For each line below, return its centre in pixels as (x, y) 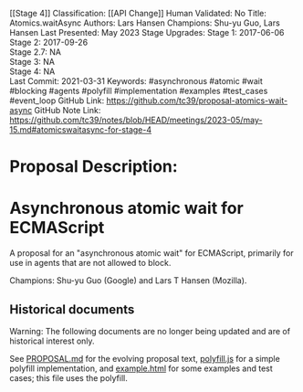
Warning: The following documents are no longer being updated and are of (150, 331)
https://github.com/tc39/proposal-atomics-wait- (197, 101)
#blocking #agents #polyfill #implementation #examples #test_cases (139, 91)
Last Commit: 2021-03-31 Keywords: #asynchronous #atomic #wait (136, 81)
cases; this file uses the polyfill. (68, 377)
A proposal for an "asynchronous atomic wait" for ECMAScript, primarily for (151, 253)
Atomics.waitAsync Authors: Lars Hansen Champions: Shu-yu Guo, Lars (145, 23)
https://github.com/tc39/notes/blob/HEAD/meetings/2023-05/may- (136, 120)
